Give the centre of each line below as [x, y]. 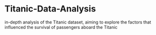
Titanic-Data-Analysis [50, 9]
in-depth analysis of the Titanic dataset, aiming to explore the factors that [78, 22]
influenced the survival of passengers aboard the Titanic [61, 27]
